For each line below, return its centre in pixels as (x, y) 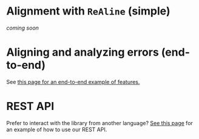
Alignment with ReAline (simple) (88, 11)
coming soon (23, 28)
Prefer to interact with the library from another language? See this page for (99, 123)
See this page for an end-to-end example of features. (73, 82)
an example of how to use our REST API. (57, 129)
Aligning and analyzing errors (83, 52)
